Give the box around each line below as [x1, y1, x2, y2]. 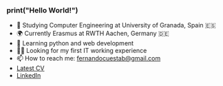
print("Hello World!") [6, 6, 78, 15]
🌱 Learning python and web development [16, 39, 134, 47]
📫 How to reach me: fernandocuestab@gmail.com [16, 54, 161, 63]
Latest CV [16, 64, 45, 72]
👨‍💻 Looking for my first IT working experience [16, 47, 147, 55]
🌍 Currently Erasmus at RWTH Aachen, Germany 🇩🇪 [16, 30, 169, 38]
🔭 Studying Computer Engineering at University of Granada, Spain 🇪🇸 [16, 21, 216, 30]
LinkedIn [16, 72, 41, 80]
